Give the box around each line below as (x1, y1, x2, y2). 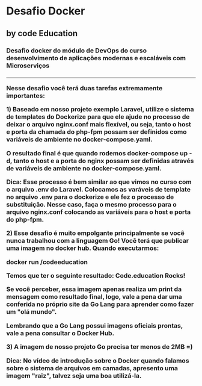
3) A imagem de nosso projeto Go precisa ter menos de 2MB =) (6, 343, 193, 351)
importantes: (6, 92, 45, 100)
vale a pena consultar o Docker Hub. (6, 329, 115, 337)
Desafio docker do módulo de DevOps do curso (6, 46, 147, 55)
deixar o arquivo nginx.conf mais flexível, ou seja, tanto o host (6, 120, 191, 129)
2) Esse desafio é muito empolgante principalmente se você (6, 229, 185, 237)
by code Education (6, 28, 78, 39)
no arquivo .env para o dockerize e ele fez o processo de (6, 193, 174, 201)
